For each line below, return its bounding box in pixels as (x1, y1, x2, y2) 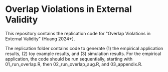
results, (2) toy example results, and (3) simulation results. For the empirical (5, 51, 161, 57)
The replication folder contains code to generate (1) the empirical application (5, 45, 163, 51)
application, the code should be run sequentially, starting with (5, 56, 133, 62)
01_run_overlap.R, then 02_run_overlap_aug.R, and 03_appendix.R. (5, 61, 143, 67)
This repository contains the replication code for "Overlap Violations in (5, 30, 151, 36)
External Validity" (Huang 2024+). (5, 36, 75, 42)
